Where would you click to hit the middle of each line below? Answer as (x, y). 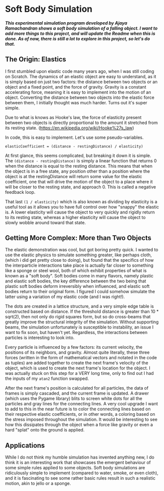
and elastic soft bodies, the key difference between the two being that (76, 281)
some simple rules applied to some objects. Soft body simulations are (75, 468)
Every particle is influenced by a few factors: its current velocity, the (74, 347)
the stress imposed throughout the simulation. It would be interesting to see (81, 420)
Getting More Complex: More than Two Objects (78, 238)
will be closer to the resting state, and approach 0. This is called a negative (81, 187)
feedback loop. (20, 192)
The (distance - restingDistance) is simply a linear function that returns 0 (81, 160)
